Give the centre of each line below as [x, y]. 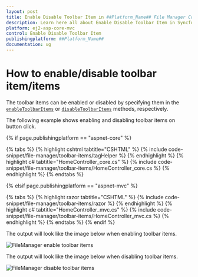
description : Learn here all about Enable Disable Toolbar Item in [91, 22]
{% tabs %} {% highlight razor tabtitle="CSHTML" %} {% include [85, 197]
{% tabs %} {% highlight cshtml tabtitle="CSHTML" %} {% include [87, 149]
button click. [21, 126]
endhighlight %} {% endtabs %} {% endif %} [61, 222]
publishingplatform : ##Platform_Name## [55, 39]
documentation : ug [29, 45]
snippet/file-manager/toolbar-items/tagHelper [62, 155]
